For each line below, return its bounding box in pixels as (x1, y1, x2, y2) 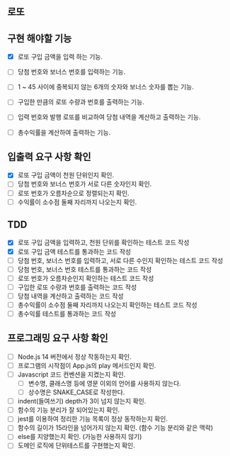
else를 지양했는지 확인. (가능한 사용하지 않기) (17, 433, 142, 441)
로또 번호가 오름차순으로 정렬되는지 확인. (17, 189, 130, 197)
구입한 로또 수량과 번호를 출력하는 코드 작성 (17, 282, 137, 291)
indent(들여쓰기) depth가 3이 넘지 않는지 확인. (17, 397, 146, 406)
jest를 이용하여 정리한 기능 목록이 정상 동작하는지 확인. (17, 415, 168, 423)
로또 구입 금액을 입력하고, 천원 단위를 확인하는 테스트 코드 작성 (17, 238, 190, 247)
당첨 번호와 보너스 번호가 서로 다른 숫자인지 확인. (17, 179, 152, 189)
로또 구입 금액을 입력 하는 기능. (17, 52, 103, 61)
